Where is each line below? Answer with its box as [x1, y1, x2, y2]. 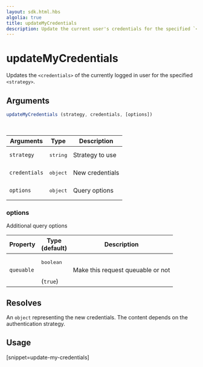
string [49, 152, 68, 158]
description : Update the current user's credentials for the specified [6, 25, 190, 32]
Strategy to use [73, 151, 117, 159]
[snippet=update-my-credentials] [6, 354, 89, 361]
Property [9, 240, 36, 249]
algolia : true [6, 14, 42, 21]
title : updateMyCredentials [6, 20, 77, 26]
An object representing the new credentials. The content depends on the [6, 313, 188, 321]
